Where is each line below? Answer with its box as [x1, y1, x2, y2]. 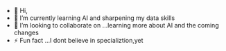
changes [13, 28, 40, 37]
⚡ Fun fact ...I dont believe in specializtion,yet [13, 37, 144, 44]
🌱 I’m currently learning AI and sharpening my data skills [13, 14, 175, 22]
